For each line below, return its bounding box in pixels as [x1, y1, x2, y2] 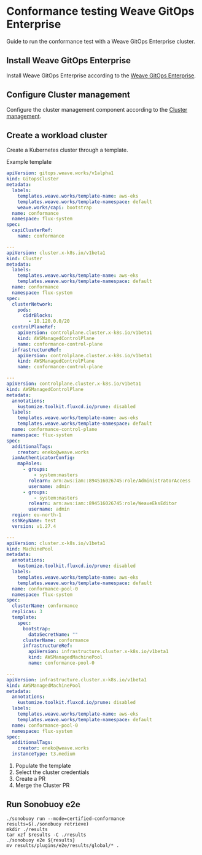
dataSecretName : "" [28, 631, 79, 638]
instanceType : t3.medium [12, 751, 76, 757]
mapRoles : [17, 460, 43, 467]
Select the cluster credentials [15, 768, 90, 776]
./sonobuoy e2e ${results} [6, 837, 76, 843]
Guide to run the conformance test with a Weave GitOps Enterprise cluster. [6, 37, 195, 45]
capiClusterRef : [12, 227, 53, 234]
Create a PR [15, 775, 46, 782]
